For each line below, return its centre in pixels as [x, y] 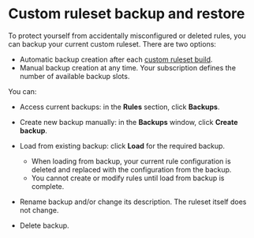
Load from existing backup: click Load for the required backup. [122, 145]
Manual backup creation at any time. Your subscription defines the [128, 67]
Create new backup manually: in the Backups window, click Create [129, 122]
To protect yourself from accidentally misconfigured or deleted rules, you [127, 36]
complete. [48, 186]
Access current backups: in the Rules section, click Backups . [120, 107]
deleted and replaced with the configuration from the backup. [131, 169]
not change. [39, 210]
